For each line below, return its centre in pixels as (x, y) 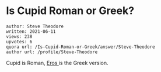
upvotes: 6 (19, 42)
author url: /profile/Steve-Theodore (52, 52)
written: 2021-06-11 (31, 31)
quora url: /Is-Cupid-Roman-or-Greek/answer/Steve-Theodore (81, 47)
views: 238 (19, 36)
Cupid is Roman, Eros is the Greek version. (57, 63)
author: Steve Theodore (35, 26)
